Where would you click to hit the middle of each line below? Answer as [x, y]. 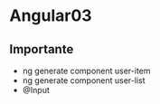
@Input [36, 90]
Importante [42, 49]
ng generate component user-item [86, 71]
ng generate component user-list [84, 80]
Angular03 [51, 16]
